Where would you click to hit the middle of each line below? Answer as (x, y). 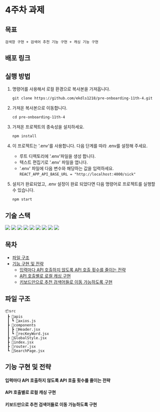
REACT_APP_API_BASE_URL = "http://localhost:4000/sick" (78, 174)
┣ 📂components (22, 325)
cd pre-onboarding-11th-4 (38, 117)
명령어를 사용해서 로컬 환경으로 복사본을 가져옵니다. (61, 89)
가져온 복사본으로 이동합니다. (40, 108)
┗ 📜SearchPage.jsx (26, 351)
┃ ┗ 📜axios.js (22, 321)
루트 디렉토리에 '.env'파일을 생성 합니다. (57, 156)
